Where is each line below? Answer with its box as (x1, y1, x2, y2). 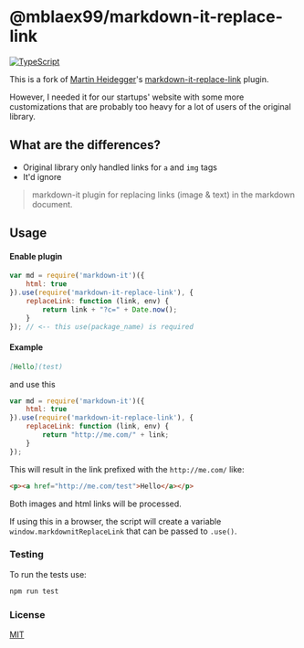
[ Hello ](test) (9, 362, 64, 371)
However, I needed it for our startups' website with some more (9, 91, 245, 102)
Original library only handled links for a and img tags (22, 162, 217, 173)
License (9, 608, 46, 621)
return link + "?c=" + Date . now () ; (42, 304, 178, 314)
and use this (9, 378, 57, 389)
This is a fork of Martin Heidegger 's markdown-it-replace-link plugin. (9, 73, 269, 84)
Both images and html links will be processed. (9, 498, 183, 509)
